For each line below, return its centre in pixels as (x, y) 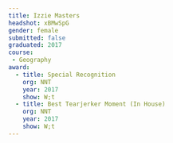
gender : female (33, 30)
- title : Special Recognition (65, 75)
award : (19, 68)
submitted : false (37, 38)
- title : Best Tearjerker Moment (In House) (90, 104)
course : (21, 52)
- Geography (31, 60)
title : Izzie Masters (44, 15)
